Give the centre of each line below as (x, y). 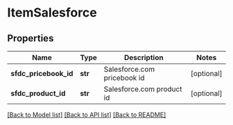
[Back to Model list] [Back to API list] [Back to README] (87, 115)
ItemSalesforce (52, 13)
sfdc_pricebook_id (42, 74)
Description (144, 58)
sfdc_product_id (38, 93)
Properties (31, 38)
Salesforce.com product (143, 89)
